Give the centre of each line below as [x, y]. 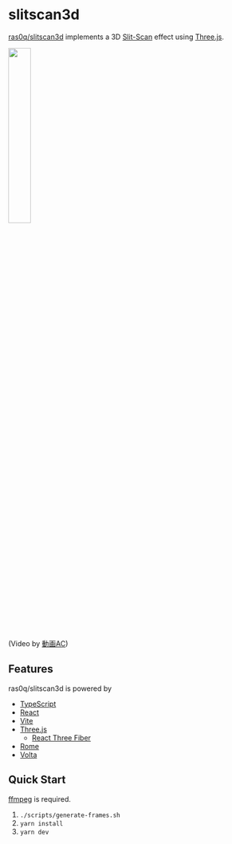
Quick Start [37, 780]
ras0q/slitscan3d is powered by [60, 688]
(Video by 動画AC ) [38, 643]
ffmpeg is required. [40, 799]
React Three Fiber [61, 738]
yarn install [41, 823]
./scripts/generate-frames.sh [70, 815]
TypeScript [38, 704]
